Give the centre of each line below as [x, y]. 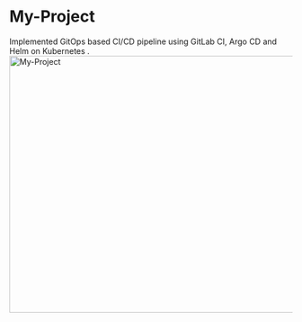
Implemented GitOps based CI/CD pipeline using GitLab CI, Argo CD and [143, 41]
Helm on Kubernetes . [49, 50]
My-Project [53, 17]
